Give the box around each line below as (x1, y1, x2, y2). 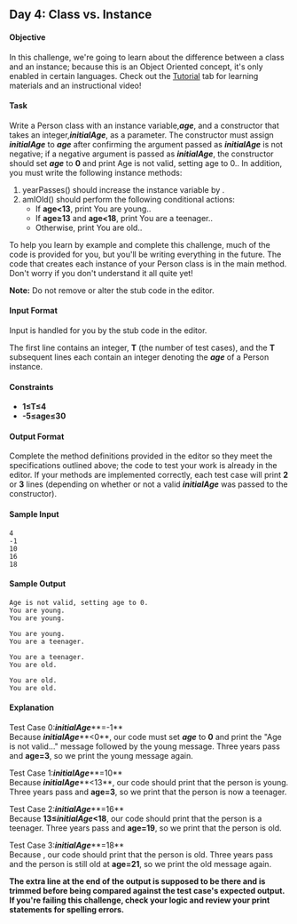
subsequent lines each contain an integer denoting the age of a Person (9, 352, 270, 362)
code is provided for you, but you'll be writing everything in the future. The (9, 249, 282, 259)
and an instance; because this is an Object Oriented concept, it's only (9, 61, 263, 72)
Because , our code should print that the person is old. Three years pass (9, 849, 273, 860)
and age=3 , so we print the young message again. (9, 751, 193, 761)
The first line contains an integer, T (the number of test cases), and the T (9, 342, 276, 353)
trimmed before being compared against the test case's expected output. (9, 886, 285, 896)
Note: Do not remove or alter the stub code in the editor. (9, 284, 215, 296)
